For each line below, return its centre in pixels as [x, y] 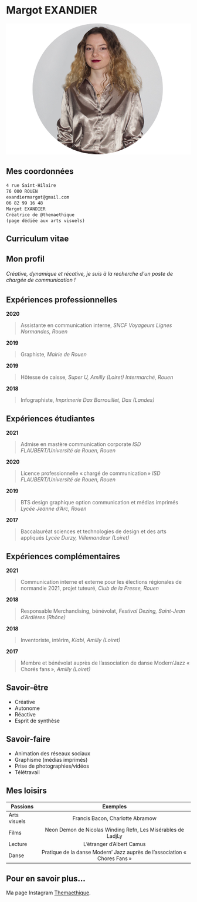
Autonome [27, 708]
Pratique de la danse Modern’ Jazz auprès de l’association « [114, 853]
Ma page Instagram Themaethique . [48, 893]
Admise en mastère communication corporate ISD [81, 444]
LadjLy [114, 836]
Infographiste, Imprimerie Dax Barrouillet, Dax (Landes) [87, 400]
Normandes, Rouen [44, 332]
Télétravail [27, 772]
